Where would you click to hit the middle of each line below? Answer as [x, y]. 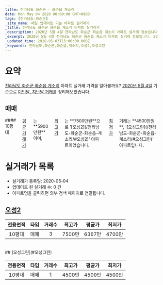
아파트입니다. [131, 145]
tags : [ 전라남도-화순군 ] [27, 18]
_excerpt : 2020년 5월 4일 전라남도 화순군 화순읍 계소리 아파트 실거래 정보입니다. [78, 37]
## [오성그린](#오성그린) [29, 252]
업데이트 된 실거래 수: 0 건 [37, 187]
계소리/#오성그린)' [136, 139]
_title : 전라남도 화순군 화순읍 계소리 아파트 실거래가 [52, 28]
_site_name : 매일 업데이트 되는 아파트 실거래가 [47, 23]
